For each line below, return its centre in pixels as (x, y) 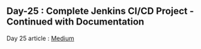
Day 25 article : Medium (40, 38)
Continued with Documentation (75, 22)
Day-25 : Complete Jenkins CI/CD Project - (100, 11)
